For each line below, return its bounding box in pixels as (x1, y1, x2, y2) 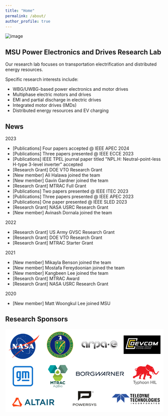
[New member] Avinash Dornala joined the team (12, 210, 112, 215)
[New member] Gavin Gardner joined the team (12, 177, 109, 184)
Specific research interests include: (5, 76, 79, 83)
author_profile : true (5, 19, 51, 24)
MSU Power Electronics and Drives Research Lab (5, 48, 161, 56)
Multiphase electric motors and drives (12, 91, 92, 98)
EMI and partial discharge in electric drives (12, 97, 102, 103)
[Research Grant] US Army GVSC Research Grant (12, 229, 115, 235)
